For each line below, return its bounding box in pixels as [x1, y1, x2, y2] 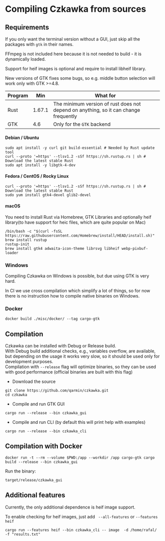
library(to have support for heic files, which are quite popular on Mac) [5, 219, 146, 225]
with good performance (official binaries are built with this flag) [5, 369, 133, 375]
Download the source [12, 378, 56, 385]
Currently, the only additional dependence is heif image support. [5, 504, 136, 510]
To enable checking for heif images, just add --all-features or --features [5, 513, 158, 519]
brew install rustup [5, 237, 48, 242]
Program [7, 92, 28, 99]
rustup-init [5, 241, 29, 247]
